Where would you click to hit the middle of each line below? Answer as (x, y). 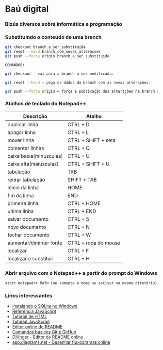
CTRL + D (79, 124)
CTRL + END (82, 211)
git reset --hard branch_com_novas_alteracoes (53, 52)
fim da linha (21, 195)
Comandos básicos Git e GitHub (44, 332)
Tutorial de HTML (29, 317)
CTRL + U (79, 156)
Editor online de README (37, 327)
